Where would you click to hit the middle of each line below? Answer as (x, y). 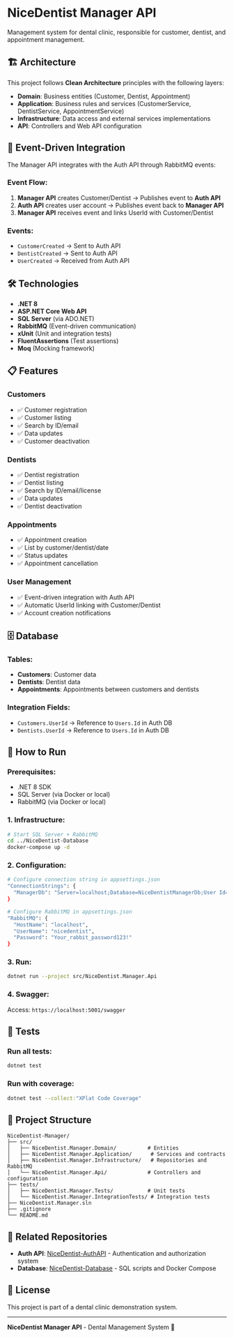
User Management (39, 582)
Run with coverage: (41, 1084)
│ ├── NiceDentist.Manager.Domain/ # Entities (93, 1148)
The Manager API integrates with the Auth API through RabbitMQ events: (111, 165)
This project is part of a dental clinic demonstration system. (92, 1307)
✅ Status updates (42, 555)
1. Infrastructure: (36, 820)
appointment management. (46, 39)
